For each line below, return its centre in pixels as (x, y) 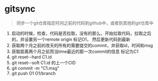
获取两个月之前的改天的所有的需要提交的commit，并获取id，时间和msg (82, 45)
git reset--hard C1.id (31, 57)
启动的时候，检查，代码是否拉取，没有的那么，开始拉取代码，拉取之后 (81, 33)
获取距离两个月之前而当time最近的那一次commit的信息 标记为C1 (75, 51)
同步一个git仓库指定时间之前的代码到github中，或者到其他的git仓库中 (85, 23)
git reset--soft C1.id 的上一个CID (43, 63)
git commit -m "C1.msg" (35, 68)
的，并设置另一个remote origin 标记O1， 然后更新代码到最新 (71, 39)
